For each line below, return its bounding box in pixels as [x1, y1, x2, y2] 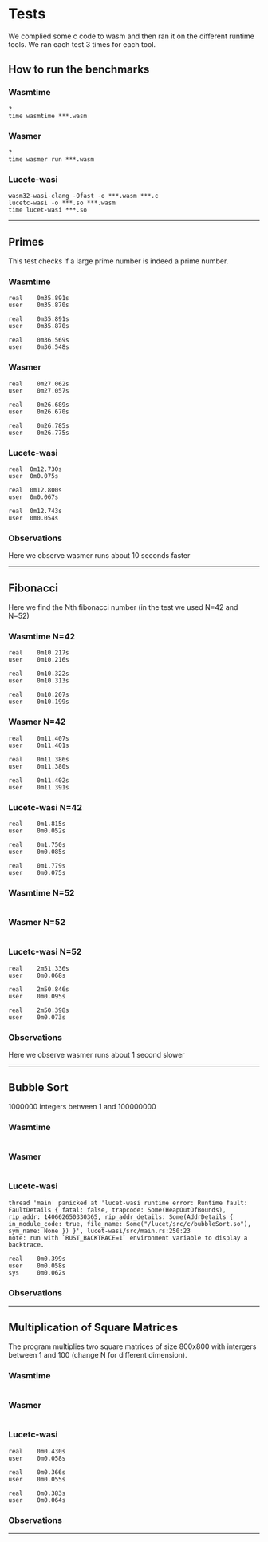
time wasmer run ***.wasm [8, 155, 94, 164]
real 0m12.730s [8, 465, 62, 473]
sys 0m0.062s [8, 1268, 66, 1277]
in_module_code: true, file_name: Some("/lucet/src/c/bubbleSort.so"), [8, 1220, 251, 1228]
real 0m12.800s [8, 486, 62, 494]
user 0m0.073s [8, 1013, 66, 1022]
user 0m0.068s [8, 971, 66, 979]
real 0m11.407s [8, 734, 69, 742]
